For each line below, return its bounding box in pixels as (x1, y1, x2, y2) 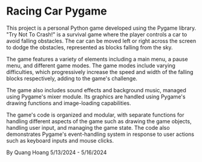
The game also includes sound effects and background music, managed (6, 86, 186, 93)
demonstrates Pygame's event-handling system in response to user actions (6, 130, 195, 138)
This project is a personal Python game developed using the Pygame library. (6, 24, 197, 32)
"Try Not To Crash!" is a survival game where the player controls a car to (6, 30, 187, 38)
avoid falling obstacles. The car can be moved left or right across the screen (6, 37, 197, 44)
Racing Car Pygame (6, 4, 107, 18)
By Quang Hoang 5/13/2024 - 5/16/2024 (6, 149, 107, 156)
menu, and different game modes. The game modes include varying (6, 62, 175, 69)
